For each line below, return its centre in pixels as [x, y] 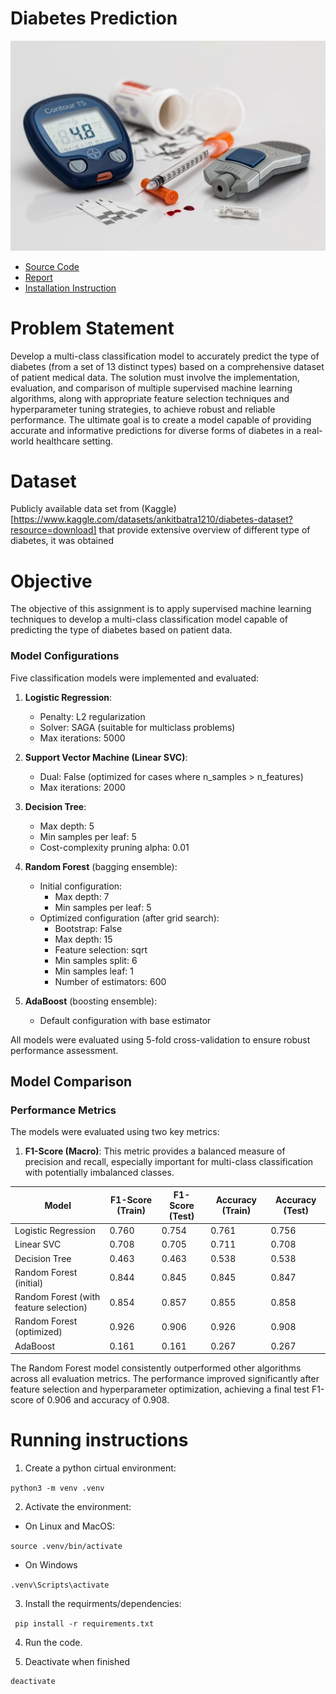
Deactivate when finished [77, 1662]
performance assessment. [64, 1050]
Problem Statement [92, 328]
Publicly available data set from [75, 509]
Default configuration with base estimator [125, 1020]
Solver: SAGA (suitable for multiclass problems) [137, 727]
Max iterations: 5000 [82, 738]
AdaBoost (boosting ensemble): [91, 1001]
